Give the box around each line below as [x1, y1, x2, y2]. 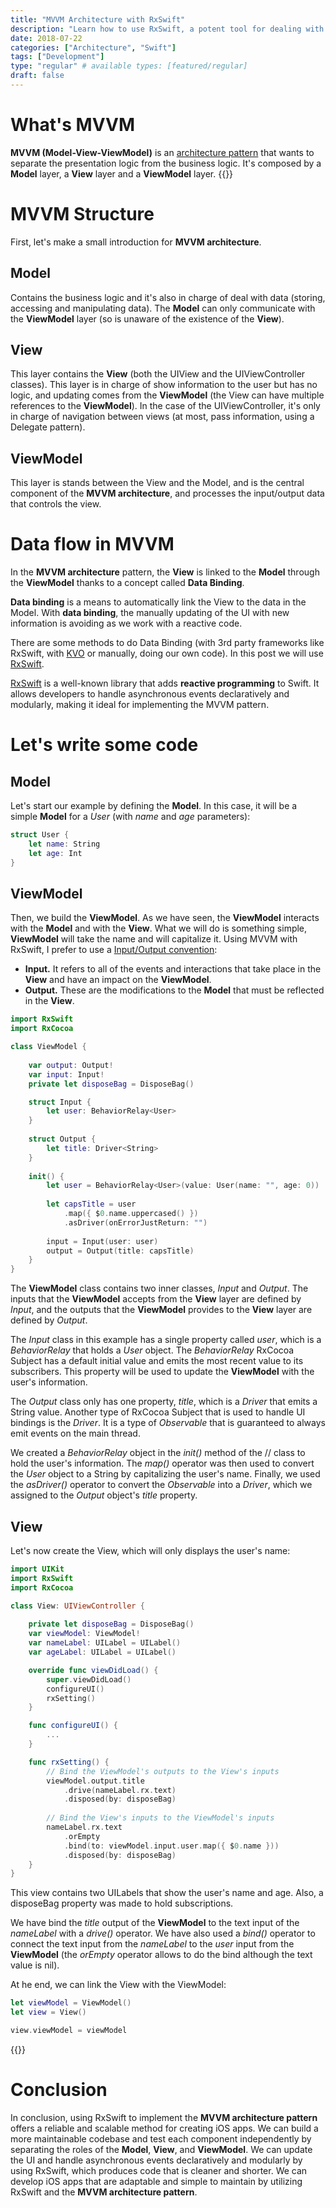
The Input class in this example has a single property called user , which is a [10, 1334, 322, 1346]
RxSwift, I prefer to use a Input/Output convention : [10, 944, 218, 956]
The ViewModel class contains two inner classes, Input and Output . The [10, 1282, 309, 1295]
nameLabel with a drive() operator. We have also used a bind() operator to [10, 1927, 316, 1940]
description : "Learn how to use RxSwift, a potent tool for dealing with [10, 24, 325, 34]
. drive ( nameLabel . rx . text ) [63, 1785, 177, 1795]
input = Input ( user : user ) [46, 1236, 159, 1246]
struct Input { [28, 1097, 92, 1107]
